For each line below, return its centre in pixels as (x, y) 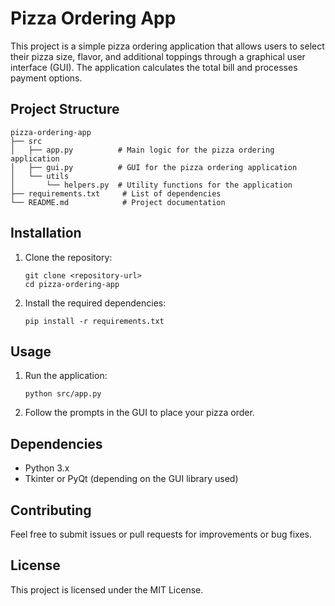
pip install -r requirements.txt (94, 321)
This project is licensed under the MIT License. (107, 589)
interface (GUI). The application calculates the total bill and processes (154, 67)
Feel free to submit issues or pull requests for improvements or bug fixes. (161, 534)
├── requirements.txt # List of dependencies (116, 193)
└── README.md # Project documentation (118, 202)
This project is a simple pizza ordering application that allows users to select (167, 46)
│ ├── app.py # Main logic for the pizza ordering (142, 150)
